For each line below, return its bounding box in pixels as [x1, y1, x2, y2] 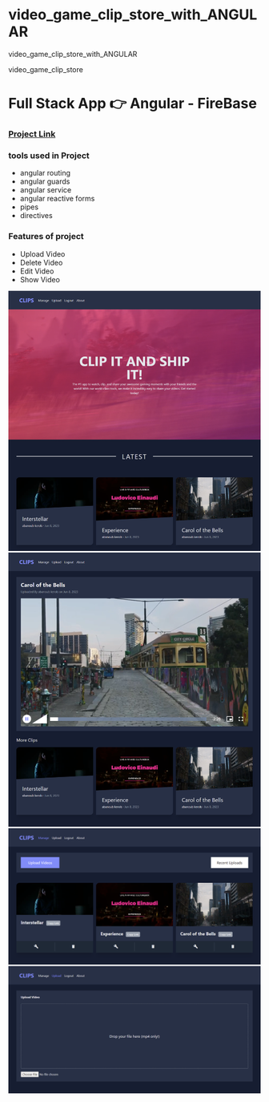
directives [19, 211, 54, 221]
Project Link [8, 128, 56, 140]
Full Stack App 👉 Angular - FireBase [8, 95, 258, 113]
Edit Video [19, 266, 54, 276]
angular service [19, 185, 72, 195]
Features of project [8, 231, 84, 242]
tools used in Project [8, 150, 90, 161]
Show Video [19, 274, 60, 284]
